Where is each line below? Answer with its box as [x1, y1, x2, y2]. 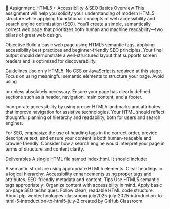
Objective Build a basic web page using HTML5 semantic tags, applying [5, 42, 155, 48]
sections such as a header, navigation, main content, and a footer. [5, 94, 143, 100]
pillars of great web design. [5, 32, 62, 38]
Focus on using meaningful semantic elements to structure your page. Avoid [5, 73, 164, 79]
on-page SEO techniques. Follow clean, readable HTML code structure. [5, 187, 154, 193]
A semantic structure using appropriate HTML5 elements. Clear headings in [5, 166, 163, 171]
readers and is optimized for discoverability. [5, 58, 97, 64]
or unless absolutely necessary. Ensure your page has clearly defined [5, 88, 151, 94]
